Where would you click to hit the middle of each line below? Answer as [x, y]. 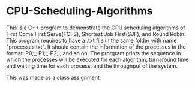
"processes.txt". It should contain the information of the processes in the [96, 47]
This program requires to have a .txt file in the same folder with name [91, 40]
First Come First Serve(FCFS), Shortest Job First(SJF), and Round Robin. [96, 34]
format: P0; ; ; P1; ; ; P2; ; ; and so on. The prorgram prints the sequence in [94, 53]
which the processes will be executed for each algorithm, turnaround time [97, 59]
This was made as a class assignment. [54, 77]
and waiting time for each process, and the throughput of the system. [92, 66]
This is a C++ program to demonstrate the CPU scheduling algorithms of [96, 28]
